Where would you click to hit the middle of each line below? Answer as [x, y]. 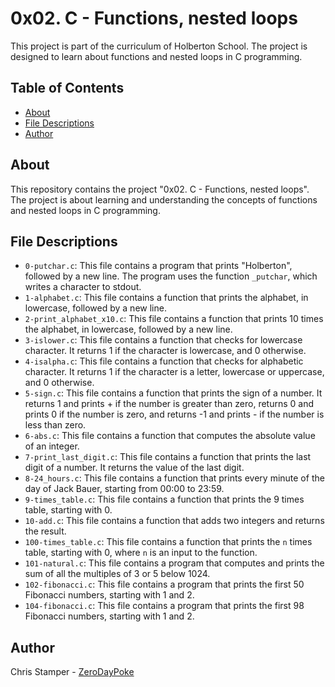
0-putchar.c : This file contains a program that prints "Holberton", [158, 266]
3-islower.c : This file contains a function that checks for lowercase [163, 340]
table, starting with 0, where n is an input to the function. [141, 553]
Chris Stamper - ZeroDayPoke [72, 672]
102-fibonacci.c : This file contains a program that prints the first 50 [164, 584]
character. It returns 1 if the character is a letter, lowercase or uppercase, [174, 372]
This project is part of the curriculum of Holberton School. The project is [159, 46]
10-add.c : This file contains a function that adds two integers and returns [174, 521]
